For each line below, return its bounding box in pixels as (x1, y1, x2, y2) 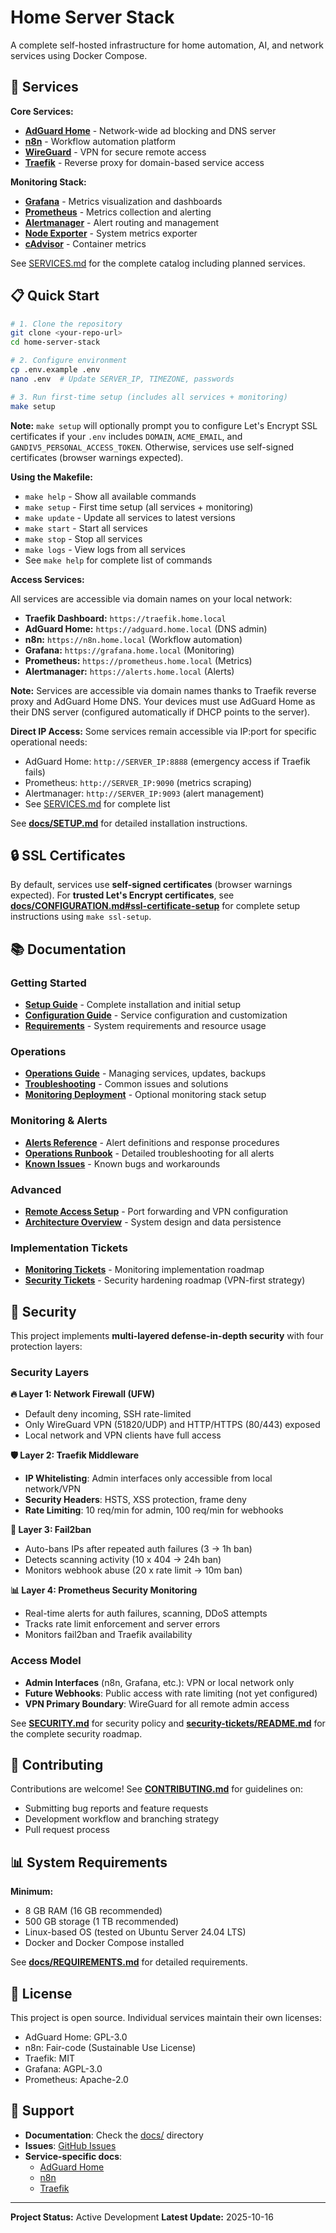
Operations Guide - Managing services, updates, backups (24, 1067, 267, 1080)
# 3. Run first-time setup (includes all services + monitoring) (10, 392, 288, 402)
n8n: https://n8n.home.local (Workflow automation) (24, 633, 243, 645)
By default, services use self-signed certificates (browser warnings (10, 879, 293, 891)
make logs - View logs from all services (24, 543, 186, 555)
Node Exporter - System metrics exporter (24, 227, 198, 239)
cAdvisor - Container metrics (24, 237, 147, 250)
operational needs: (10, 736, 88, 748)
